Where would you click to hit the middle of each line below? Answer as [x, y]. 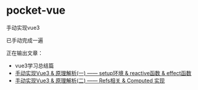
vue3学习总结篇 [34, 66]
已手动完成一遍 [25, 40]
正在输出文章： [25, 53]
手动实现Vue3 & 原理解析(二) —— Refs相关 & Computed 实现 [90, 80]
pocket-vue [36, 10]
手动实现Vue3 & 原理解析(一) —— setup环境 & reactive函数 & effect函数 [103, 73]
